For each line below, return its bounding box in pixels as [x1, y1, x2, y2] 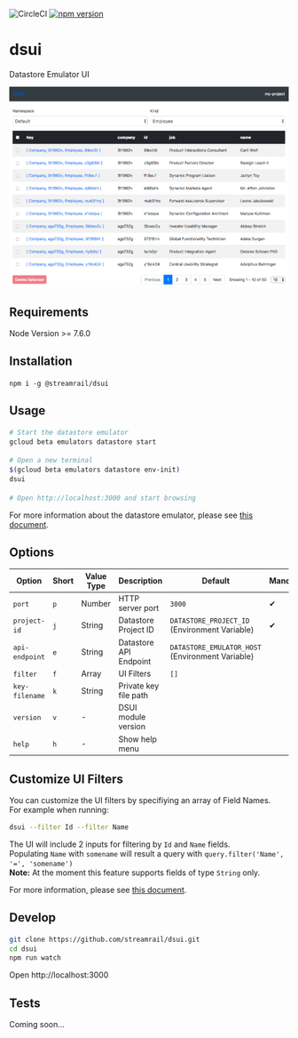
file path [118, 690, 149, 701]
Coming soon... [9, 1019, 65, 1030]
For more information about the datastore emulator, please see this [9, 510, 254, 520]
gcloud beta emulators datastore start [9, 437, 157, 447]
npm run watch [9, 954, 62, 962]
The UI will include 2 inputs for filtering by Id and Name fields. [9, 839, 231, 849]
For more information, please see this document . [9, 884, 187, 895]
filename [12, 692, 46, 701]
